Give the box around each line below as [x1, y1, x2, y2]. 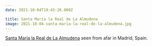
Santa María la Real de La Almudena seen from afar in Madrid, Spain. [5, 35, 148, 41]
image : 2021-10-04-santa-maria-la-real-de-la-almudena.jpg [5, 21, 132, 26]
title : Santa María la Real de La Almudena [5, 16, 98, 22]
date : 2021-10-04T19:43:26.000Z [5, 7, 73, 13]
